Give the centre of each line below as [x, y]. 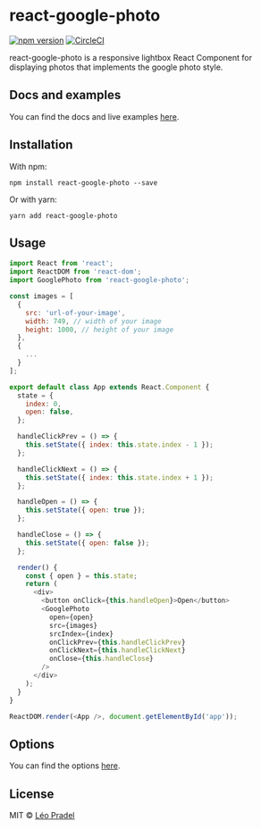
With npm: [28, 166]
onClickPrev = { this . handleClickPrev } [117, 642]
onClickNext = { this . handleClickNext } [117, 650]
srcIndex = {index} [81, 634]
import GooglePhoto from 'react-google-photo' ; [100, 281]
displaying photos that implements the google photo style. [116, 67]
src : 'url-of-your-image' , [76, 313]
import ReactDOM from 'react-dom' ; [76, 272]
